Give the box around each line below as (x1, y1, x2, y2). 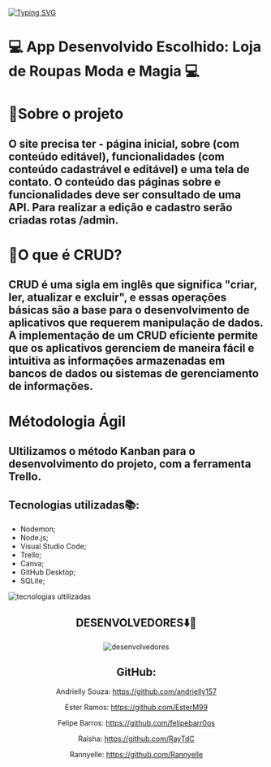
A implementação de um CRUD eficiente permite (8, 329, 258, 343)
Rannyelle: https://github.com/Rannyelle (69, 750, 204, 760)
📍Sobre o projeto (8, 105, 124, 123)
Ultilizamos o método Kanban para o (8, 444, 196, 458)
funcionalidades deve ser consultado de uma (8, 188, 242, 201)
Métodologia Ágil (8, 412, 126, 431)
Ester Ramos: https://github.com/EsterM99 (64, 703, 209, 713)
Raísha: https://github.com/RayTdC (78, 734, 195, 743)
